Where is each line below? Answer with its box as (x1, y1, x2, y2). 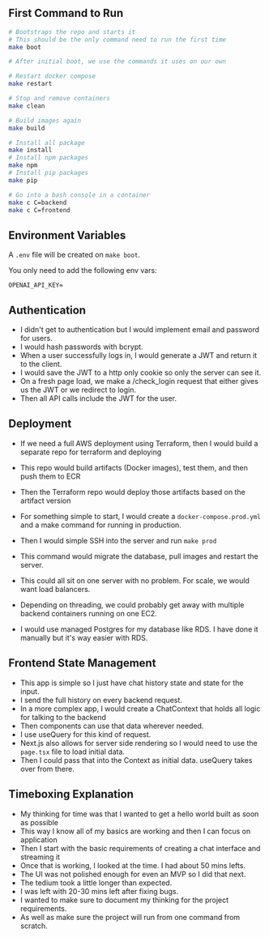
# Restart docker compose (8, 72, 96, 80)
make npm (8, 161, 38, 169)
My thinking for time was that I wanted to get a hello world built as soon (19, 809, 259, 819)
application (19, 834, 58, 845)
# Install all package (8, 138, 85, 147)
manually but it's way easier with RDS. (19, 632, 148, 642)
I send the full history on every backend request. (19, 695, 182, 705)
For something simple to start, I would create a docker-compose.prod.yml (19, 511, 261, 521)
